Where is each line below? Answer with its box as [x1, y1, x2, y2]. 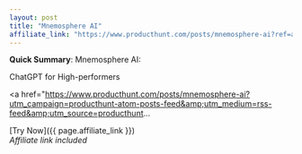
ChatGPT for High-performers [9, 72, 120, 82]
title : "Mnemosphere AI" [9, 21, 102, 30]
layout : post [9, 13, 58, 22]
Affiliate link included [9, 135, 88, 146]
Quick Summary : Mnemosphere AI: [9, 55, 141, 65]
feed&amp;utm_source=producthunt [9, 108, 144, 119]
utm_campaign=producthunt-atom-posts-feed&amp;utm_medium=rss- [9, 98, 272, 109]
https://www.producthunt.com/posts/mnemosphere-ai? [44, 89, 251, 99]
